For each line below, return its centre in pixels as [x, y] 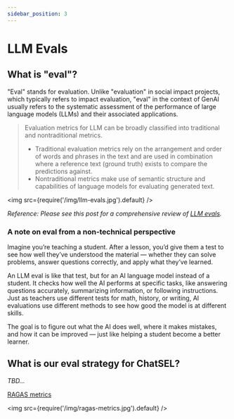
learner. [18, 342]
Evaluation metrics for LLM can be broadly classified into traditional [122, 127]
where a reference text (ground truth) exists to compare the [121, 163]
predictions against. [64, 171]
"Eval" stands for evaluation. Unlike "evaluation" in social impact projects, [114, 92]
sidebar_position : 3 [38, 14]
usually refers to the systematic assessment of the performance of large [112, 106]
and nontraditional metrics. [64, 135]
